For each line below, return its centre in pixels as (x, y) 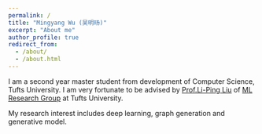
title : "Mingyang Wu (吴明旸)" (58, 23)
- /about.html (38, 60)
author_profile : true (44, 37)
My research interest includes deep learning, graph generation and (117, 113)
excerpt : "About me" (42, 30)
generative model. (37, 121)
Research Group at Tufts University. (66, 98)
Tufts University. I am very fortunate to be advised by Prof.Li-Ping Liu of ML (131, 89)
